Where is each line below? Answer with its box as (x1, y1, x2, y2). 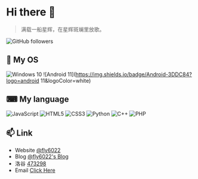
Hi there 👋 (6, 5, 55, 19)
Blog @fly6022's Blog (14, 153, 69, 160)
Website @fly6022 (14, 147, 61, 154)
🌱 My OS (6, 55, 39, 65)
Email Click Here (14, 167, 55, 174)
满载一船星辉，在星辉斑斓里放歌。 (20, 26, 105, 33)
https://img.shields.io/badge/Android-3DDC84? (75, 71, 192, 78)
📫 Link (6, 128, 33, 138)
